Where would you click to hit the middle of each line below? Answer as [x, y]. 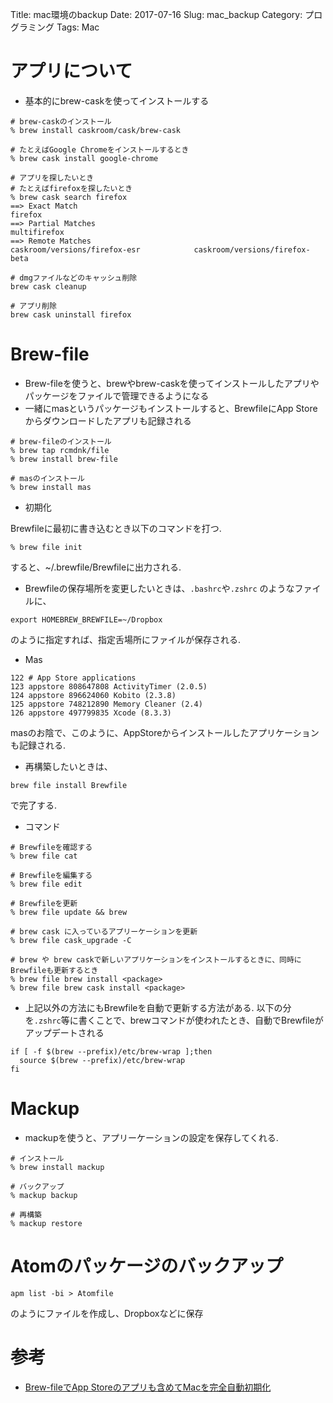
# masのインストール [47, 478]
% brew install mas [51, 487]
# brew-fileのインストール [61, 441]
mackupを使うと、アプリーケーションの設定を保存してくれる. [151, 1137]
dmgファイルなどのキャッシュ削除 [78, 278]
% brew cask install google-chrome [84, 158]
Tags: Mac [78, 27]
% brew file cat [44, 856]
